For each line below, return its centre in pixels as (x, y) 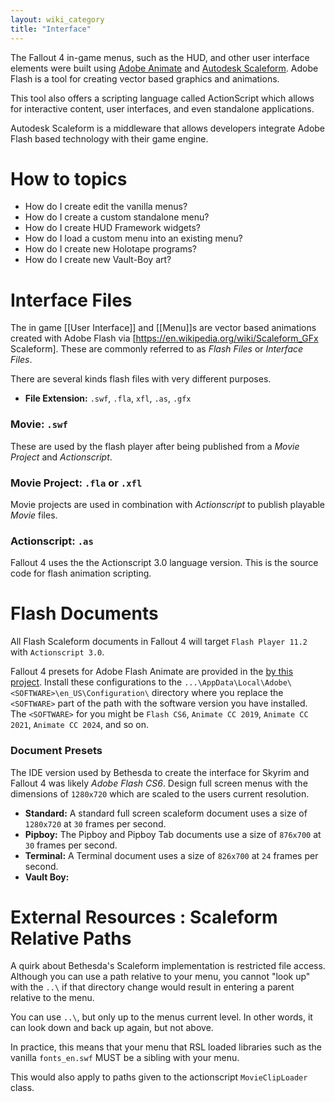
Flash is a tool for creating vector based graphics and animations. (145, 78)
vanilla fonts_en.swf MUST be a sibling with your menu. (125, 1058)
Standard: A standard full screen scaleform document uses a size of (166, 813)
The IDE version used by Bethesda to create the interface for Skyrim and (160, 772)
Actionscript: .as (52, 541)
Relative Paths (71, 938)
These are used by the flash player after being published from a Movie (155, 446)
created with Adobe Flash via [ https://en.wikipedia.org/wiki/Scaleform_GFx (164, 338)
